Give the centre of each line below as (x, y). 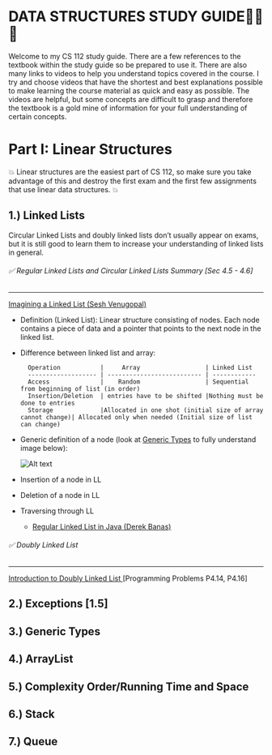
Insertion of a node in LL (61, 479)
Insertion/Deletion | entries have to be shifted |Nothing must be (146, 396)
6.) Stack (32, 714)
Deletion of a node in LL (60, 495)
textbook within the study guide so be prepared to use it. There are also (128, 65)
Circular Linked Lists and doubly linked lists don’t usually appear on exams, (134, 235)
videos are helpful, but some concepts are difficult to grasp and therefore (131, 99)
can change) (40, 424)
